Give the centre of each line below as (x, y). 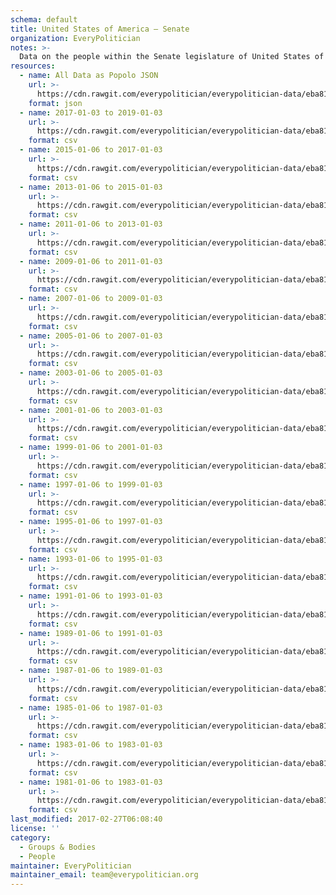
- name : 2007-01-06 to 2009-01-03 (91, 299)
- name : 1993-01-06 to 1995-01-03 (91, 559)
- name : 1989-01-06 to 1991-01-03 (91, 633)
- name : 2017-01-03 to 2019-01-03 (91, 112)
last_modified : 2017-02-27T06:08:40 (86, 819)
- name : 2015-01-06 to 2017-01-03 (91, 150)
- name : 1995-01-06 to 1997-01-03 (91, 522)
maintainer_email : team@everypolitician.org (104, 875)
